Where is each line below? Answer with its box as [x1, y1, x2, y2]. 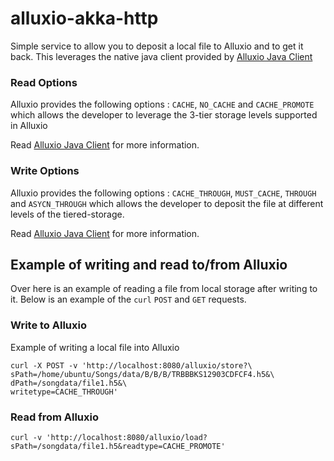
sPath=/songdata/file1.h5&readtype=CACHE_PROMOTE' [10, 441, 226, 451]
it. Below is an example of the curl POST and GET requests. [10, 293, 247, 306]
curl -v [10, 432, 43, 442]
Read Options [10, 75, 78, 89]
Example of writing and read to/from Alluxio [10, 256, 288, 273]
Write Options [10, 164, 80, 178]
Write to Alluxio [10, 318, 87, 332]
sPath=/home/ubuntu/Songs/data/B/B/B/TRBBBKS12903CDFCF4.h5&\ [10, 369, 275, 379]
